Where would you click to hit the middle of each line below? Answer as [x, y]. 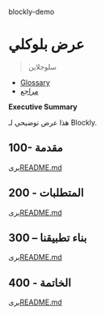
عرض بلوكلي [46, 45]
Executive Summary [43, 106]
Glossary [35, 82]
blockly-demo [31, 12]
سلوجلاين [42, 66]
